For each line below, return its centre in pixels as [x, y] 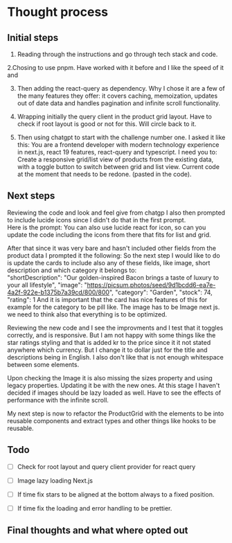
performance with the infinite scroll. [58, 400]
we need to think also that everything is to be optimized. [87, 314]
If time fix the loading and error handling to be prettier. [95, 508]
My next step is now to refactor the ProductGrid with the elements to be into [116, 413]
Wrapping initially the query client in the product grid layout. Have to [115, 116]
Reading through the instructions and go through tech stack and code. [117, 54]
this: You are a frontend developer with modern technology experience [118, 145]
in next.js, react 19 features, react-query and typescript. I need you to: [117, 152]
